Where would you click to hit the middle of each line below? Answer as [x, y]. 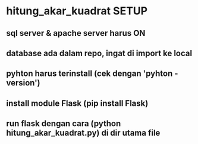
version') [23, 83]
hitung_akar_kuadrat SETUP [77, 11]
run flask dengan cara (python [64, 124]
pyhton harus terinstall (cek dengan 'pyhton [89, 74]
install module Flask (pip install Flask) [77, 103]
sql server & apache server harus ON [76, 33]
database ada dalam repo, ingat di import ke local [99, 53]
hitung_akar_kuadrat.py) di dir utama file [83, 133]
